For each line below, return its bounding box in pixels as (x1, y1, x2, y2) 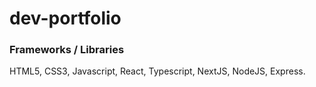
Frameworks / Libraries (9, 43, 125, 57)
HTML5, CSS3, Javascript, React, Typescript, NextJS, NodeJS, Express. (9, 65, 306, 77)
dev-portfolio (9, 7, 122, 30)
